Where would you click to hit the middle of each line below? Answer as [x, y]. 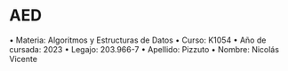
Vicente [24, 59]
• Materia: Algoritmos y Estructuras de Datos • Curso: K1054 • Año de [138, 40]
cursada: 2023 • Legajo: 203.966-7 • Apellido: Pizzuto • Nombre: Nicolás [144, 49]
